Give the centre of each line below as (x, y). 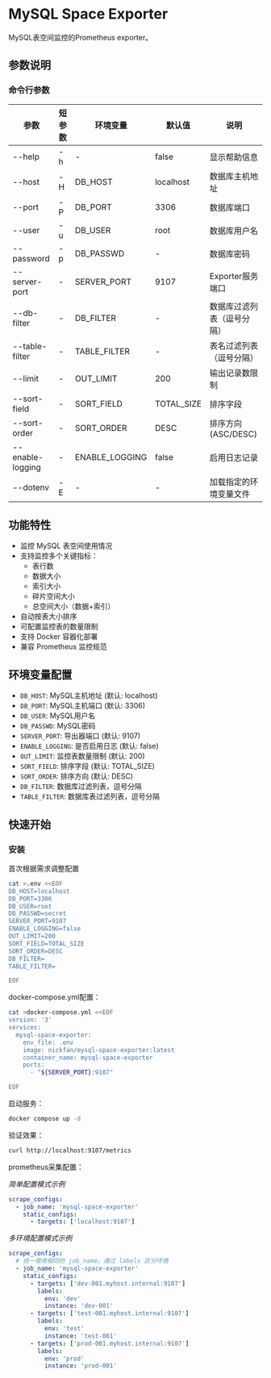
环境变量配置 (40, 674)
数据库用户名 (233, 231)
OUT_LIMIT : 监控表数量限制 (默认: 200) (82, 756)
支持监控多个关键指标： (59, 556)
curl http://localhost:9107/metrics (70, 1150)
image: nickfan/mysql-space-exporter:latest (99, 1050)
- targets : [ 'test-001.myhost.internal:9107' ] (109, 1313)
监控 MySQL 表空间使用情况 (66, 546)
